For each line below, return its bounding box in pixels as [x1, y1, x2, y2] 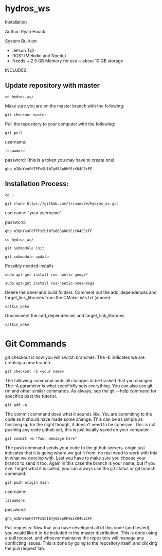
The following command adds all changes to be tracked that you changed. [5, 377, 154, 383]
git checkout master [5, 112, 47, 117]
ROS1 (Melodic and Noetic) [12, 52, 67, 59]
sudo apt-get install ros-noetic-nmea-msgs [5, 281, 95, 286]
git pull [5, 130, 23, 135]
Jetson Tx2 [12, 47, 35, 53]
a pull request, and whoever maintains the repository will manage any [5, 535, 144, 541]
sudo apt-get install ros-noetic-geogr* [5, 272, 89, 277]
